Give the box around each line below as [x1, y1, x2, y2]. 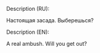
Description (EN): [6, 28, 50, 36]
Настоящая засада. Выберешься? [6, 17, 94, 23]
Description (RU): [6, 5, 50, 12]
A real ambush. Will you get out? [6, 40, 87, 47]
